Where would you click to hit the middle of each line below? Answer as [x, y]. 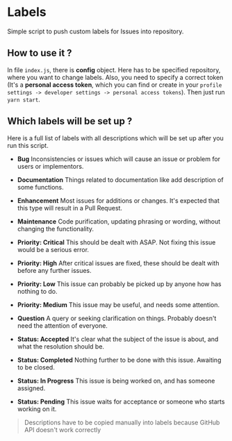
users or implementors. [50, 166]
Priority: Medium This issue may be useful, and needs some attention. [118, 305]
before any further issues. [54, 270]
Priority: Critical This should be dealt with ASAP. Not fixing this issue [116, 242]
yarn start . [24, 99]
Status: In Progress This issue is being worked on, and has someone [116, 381]
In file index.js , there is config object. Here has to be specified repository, [114, 69]
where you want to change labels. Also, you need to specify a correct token [115, 77]
